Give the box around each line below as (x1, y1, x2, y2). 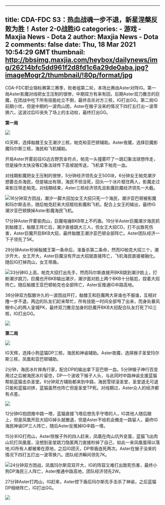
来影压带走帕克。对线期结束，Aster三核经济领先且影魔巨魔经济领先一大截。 (5, 185, 158, 190)
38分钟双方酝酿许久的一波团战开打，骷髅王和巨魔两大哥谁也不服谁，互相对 (5, 292, 157, 298)
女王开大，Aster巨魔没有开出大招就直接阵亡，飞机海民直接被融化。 (22, 253, 158, 259)
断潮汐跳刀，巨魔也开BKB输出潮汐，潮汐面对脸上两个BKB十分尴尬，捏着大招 (5, 275, 160, 281)
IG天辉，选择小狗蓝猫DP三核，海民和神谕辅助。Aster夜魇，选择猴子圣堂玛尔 (5, 349, 160, 356)
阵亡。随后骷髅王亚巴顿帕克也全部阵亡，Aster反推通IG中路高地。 (5, 282, 137, 288)
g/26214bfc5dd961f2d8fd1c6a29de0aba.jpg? (5, 63, 149, 72)
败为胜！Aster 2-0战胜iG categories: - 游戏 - (5, 25, 141, 33)
